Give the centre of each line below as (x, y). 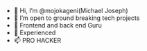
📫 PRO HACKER (37, 40)
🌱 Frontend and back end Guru (58, 25)
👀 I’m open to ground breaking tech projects (77, 18)
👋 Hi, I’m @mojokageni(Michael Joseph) (71, 11)
